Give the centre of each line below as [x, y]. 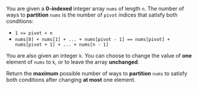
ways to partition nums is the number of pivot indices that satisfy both [92, 15]
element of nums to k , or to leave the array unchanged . [73, 62]
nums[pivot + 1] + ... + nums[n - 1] [62, 44]
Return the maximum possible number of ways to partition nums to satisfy [97, 73]
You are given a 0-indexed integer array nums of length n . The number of [95, 9]
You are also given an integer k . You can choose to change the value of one [99, 55]
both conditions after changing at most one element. [71, 80]
